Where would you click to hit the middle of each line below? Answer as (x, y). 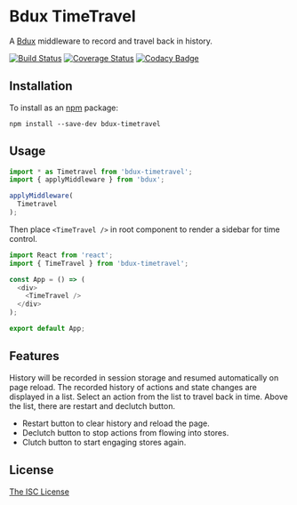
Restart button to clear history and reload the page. (116, 423)
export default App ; (48, 329)
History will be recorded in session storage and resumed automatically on (144, 377)
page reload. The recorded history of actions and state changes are (133, 387)
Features (34, 356)
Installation (41, 86)
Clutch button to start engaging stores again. (104, 442)
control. (24, 238)
